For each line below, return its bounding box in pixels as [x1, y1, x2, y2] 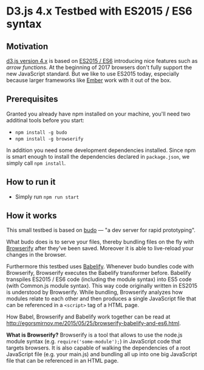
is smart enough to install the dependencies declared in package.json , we [6, 153, 190, 160]
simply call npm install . [6, 159, 66, 167]
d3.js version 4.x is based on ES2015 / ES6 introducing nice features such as [6, 58, 198, 64]
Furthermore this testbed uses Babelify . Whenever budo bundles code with [6, 263, 194, 270]
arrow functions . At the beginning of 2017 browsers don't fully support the [6, 64, 192, 71]
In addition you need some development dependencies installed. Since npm [6, 147, 196, 154]
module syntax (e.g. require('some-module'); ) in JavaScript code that [6, 338, 182, 345]
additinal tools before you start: [6, 116, 85, 124]
